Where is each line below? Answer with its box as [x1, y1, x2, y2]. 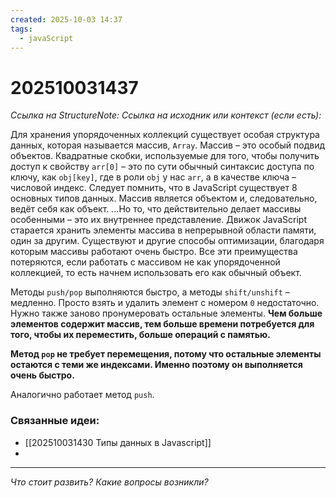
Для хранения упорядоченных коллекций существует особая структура [10, 129, 320, 141]
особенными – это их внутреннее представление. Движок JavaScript [10, 214, 308, 226]
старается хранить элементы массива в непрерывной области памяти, [10, 224, 317, 236]
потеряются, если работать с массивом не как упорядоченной [10, 256, 281, 268]
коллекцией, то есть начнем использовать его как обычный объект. [10, 267, 302, 279]
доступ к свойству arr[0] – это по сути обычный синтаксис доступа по [10, 161, 315, 173]
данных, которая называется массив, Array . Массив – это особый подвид [10, 139, 326, 151]
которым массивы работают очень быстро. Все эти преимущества [10, 246, 298, 258]
